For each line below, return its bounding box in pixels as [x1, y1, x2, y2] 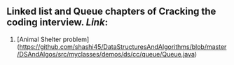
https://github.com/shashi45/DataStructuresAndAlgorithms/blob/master [19, 42, 227, 51]
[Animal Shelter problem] [16, 35, 90, 43]
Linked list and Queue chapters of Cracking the [6, 6, 216, 17]
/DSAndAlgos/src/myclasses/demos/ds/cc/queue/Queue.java [16, 50, 195, 58]
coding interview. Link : [6, 17, 109, 29]
